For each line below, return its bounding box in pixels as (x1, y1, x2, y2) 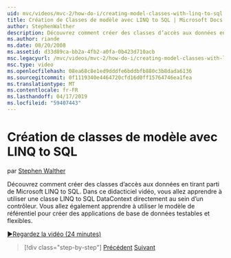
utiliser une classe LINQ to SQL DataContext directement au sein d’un (7, 194, 204, 203)
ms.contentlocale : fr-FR (7, 87, 78, 94)
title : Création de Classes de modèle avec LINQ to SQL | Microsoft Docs (7, 17, 223, 23)
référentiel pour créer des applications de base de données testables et (7, 209, 210, 217)
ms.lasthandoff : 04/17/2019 (7, 94, 88, 100)
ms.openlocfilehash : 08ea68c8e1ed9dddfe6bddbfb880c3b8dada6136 (7, 67, 192, 74)
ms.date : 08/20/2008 (7, 42, 67, 49)
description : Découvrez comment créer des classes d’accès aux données (7, 29, 217, 36)
